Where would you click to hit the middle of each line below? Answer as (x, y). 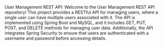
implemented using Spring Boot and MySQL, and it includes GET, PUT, (76, 23)
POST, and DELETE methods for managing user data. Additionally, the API (79, 28)
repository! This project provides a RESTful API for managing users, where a (81, 12)
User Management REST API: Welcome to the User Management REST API (80, 7)
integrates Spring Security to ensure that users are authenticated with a (77, 33)
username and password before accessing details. (56, 38)
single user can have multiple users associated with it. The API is (70, 17)
